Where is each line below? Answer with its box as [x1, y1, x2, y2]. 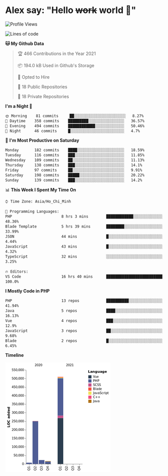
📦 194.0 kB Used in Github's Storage [17, 62, 94, 68]
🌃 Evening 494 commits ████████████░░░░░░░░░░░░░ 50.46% [5, 123, 144, 128]
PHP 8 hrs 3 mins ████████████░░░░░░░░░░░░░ [5, 214, 163, 219]
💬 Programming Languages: [5, 209, 59, 214]
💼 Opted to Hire [17, 74, 50, 80]
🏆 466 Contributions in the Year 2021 [17, 50, 96, 57]
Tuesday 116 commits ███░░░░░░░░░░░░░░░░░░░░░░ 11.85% [5, 152, 144, 157]
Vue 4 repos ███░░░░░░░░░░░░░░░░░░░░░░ [5, 318, 163, 323]
